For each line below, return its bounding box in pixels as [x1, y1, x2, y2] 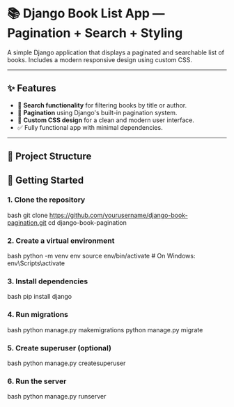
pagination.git [7, 218, 47, 227]
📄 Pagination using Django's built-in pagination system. [17, 108, 178, 117]
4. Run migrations [7, 310, 68, 320]
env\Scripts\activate [7, 259, 65, 267]
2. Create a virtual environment [7, 235, 115, 245]
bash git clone [7, 211, 48, 219]
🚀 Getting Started [7, 174, 84, 186]
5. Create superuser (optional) [7, 343, 112, 353]
